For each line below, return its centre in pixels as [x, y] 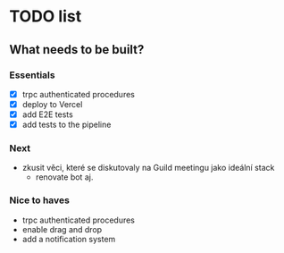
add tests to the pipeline [67, 125]
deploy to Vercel [52, 104]
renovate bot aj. [64, 177]
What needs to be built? [77, 50]
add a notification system [69, 239]
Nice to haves [39, 200]
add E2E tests [47, 114]
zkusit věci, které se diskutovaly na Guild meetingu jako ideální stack [148, 168]
